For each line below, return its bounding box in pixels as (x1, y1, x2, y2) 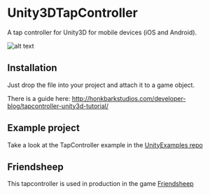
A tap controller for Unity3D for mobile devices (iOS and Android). (7, 28, 197, 36)
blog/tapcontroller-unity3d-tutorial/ (7, 102, 108, 110)
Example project (7, 122, 80, 134)
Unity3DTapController (7, 5, 138, 21)
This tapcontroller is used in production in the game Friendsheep (7, 180, 194, 188)
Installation (7, 62, 57, 74)
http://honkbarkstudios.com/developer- (71, 94, 186, 102)
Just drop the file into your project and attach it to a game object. (7, 81, 195, 89)
